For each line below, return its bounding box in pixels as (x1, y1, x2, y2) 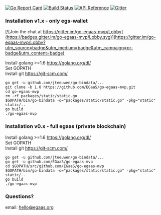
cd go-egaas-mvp (5, 89, 39, 94)
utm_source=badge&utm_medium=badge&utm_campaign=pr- (5, 45, 133, 51)
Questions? (5, 193, 34, 200)
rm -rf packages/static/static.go (5, 94, 78, 99)
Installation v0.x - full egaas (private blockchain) (5, 123, 126, 130)
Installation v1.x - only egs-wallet (5, 17, 88, 24)
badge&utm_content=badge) (5, 50, 65, 56)
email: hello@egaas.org (5, 204, 54, 210)
